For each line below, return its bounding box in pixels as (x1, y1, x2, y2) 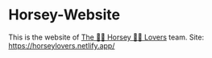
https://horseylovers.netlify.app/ (8, 40, 115, 50)
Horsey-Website (8, 6, 121, 24)
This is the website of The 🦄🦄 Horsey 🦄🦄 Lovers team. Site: (8, 32, 204, 42)
